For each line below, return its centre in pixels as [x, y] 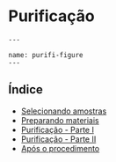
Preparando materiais [60, 120]
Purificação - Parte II [58, 139]
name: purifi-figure [46, 55]
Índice [25, 90]
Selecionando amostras [64, 111]
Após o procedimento [60, 148]
